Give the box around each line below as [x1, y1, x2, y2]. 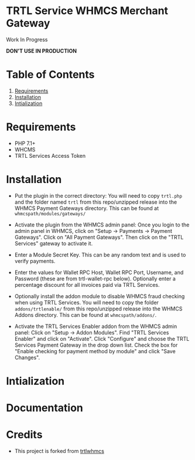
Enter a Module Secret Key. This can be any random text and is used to [14, 251, 186, 258]
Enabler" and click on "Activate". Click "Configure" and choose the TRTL [14, 335, 190, 342]
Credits [6, 428, 43, 441]
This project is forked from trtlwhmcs [14, 448, 104, 455]
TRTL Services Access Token [14, 152, 86, 159]
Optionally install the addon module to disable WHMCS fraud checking [14, 292, 185, 300]
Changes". [14, 354, 40, 361]
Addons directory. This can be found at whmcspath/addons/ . [14, 311, 157, 318]
